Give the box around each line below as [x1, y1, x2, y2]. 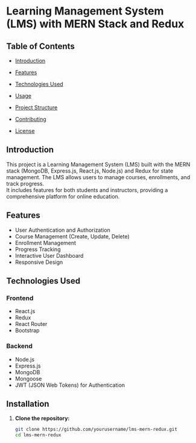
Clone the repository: [14, 415, 70, 422]
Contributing [14, 116, 46, 123]
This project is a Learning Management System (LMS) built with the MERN [6, 161, 191, 168]
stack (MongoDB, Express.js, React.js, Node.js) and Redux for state [6, 167, 174, 174]
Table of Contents [6, 41, 75, 51]
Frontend [6, 294, 34, 302]
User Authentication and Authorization [14, 226, 110, 234]
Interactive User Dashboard [14, 252, 84, 259]
